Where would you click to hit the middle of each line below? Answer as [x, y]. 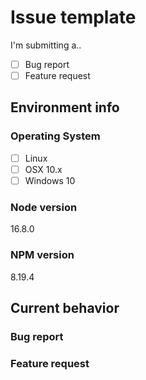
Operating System [55, 136]
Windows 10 [50, 180]
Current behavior [65, 307]
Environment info [65, 107]
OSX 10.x [43, 169]
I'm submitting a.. [46, 45]
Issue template [73, 17]
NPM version [42, 255]
